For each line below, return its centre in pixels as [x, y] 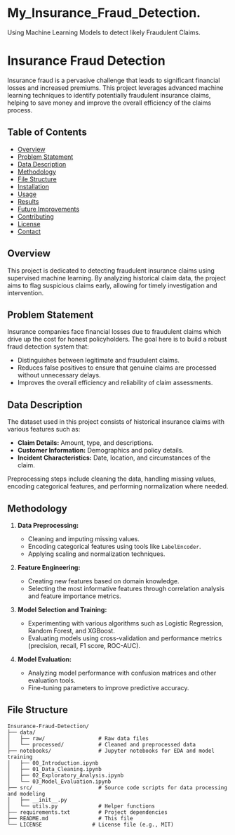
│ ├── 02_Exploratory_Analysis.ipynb [66, 775]
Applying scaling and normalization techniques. [96, 554]
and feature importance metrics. [74, 596]
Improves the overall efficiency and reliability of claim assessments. [115, 383]
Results [28, 201]
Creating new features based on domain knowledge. [104, 581]
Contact [29, 231]
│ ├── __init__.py [38, 800]
